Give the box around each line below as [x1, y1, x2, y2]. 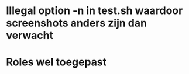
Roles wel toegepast [6, 55, 107, 69]
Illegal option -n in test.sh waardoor [6, 4, 183, 17]
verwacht [6, 29, 54, 42]
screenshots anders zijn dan [6, 16, 147, 30]
